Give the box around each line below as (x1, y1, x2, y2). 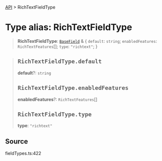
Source (5, 137, 28, 146)
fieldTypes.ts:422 (5, 151, 41, 157)
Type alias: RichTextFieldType (5, 22, 132, 33)
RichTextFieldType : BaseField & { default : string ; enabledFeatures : (17, 38, 157, 44)
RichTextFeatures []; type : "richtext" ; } (17, 43, 98, 49)
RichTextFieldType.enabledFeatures (17, 84, 129, 92)
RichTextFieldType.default (17, 58, 102, 65)
